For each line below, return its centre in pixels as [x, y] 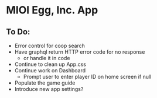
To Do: [18, 32]
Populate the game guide [45, 83]
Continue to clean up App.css [50, 64]
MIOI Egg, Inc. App [52, 10]
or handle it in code [47, 58]
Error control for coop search [50, 45]
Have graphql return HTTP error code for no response [80, 52]
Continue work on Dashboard [50, 70]
